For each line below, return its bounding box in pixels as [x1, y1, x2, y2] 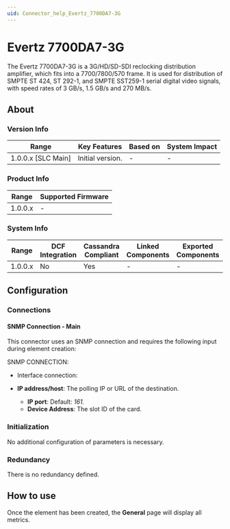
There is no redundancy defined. [7, 470, 99, 478]
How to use [7, 490, 56, 502]
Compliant [84, 250, 119, 259]
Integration [40, 250, 77, 259]
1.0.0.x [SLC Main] [10, 153, 72, 163]
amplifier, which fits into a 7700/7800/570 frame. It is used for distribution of [7, 69, 223, 77]
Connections [7, 305, 51, 315]
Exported [182, 241, 214, 250]
